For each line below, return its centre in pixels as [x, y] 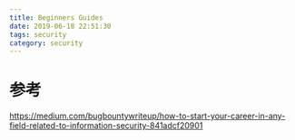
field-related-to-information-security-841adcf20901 [106, 126]
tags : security [38, 34]
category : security [46, 43]
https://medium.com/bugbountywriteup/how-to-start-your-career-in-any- [147, 116]
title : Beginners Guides [56, 18]
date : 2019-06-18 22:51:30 [60, 26]
